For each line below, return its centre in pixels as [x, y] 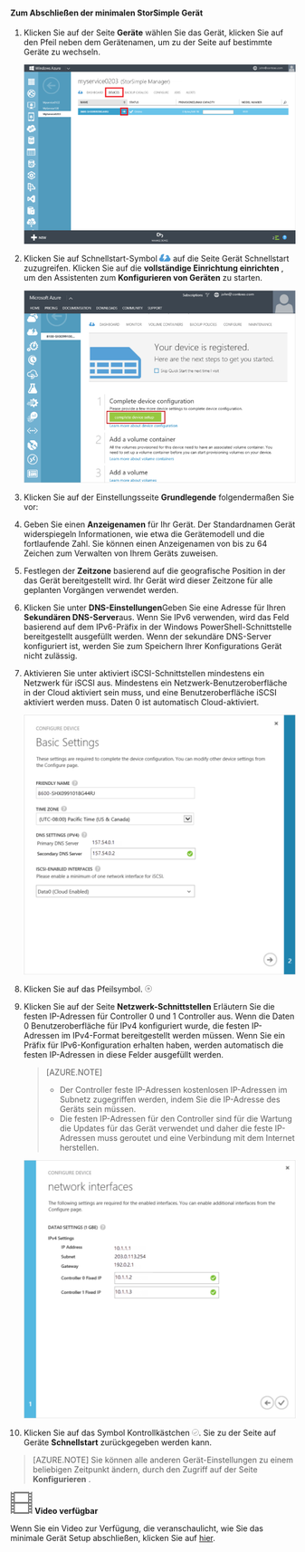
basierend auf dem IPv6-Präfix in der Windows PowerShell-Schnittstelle [157, 627]
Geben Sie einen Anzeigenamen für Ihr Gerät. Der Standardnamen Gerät [159, 524]
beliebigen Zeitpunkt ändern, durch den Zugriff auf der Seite [145, 1470]
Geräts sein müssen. [98, 1109]
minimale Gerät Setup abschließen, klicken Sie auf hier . [113, 1538]
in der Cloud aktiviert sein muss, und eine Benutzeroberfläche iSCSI [150, 693]
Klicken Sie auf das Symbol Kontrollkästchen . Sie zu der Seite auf [150, 1433]
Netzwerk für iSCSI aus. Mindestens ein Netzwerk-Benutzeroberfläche [155, 683]
